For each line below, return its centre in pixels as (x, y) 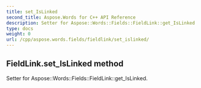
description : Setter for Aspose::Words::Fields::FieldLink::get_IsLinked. (102, 23)
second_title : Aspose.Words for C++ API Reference (71, 17)
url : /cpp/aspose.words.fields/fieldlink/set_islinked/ (78, 40)
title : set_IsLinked (32, 12)
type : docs (20, 28)
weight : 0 (19, 34)
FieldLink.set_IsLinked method (65, 64)
